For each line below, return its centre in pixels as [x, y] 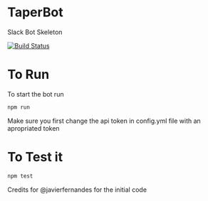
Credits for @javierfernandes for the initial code [77, 190]
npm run [19, 107]
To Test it [35, 157]
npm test [20, 176]
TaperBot [36, 12]
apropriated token [33, 128]
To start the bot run [36, 94]
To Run [28, 75]
